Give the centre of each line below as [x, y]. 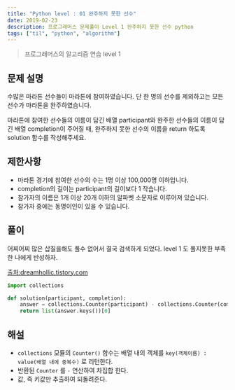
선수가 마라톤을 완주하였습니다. [50, 105]
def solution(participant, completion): [67, 298]
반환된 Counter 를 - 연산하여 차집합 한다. [73, 370]
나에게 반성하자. [36, 257]
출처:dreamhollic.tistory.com [48, 272]
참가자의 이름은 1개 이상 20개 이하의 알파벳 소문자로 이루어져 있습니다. [113, 197]
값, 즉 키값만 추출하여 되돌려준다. [62, 379]
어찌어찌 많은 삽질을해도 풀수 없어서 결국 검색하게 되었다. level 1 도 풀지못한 [110, 249]
